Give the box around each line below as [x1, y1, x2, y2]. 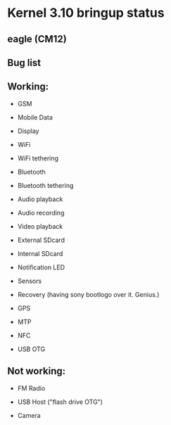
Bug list [7, 56, 42, 68]
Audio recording [17, 208, 65, 217]
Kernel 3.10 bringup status [7, 5, 165, 21]
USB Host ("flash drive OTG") [17, 398, 103, 406]
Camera [17, 411, 41, 419]
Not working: [7, 365, 66, 377]
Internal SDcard [17, 249, 63, 258]
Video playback [17, 222, 63, 230]
